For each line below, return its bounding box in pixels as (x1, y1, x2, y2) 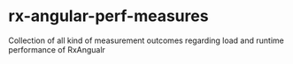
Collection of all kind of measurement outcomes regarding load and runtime (8, 35, 284, 46)
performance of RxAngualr (8, 44, 105, 54)
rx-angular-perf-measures (8, 6, 209, 26)
